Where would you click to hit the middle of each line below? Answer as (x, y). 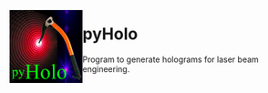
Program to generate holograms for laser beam (171, 59)
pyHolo (110, 34)
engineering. (106, 68)
